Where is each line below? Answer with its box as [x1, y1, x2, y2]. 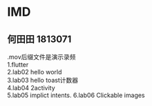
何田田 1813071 [7, 33, 72, 45]
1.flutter [7, 61, 29, 69]
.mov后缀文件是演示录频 [7, 53, 76, 61]
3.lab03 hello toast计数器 [7, 76, 78, 84]
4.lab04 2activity [7, 84, 55, 92]
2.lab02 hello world [7, 68, 62, 76]
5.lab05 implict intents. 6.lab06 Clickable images [7, 91, 145, 99]
